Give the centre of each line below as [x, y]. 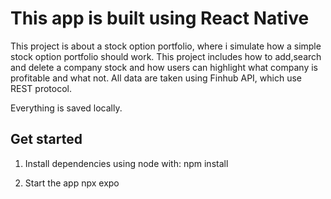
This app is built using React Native [160, 18]
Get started [46, 139]
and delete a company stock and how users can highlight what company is [164, 67]
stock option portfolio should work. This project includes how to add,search [166, 56]
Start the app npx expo [72, 183]
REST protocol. [41, 88]
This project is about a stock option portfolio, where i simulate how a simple [166, 46]
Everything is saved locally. [66, 108]
